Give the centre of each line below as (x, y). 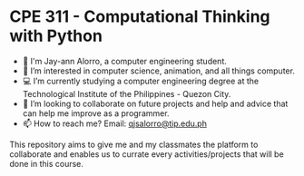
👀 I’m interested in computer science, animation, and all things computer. (158, 71)
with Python (56, 36)
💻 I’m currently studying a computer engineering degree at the (141, 81)
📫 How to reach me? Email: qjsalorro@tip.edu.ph (114, 123)
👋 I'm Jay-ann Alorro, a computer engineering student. (124, 61)
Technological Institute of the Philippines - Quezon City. (127, 93)
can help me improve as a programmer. (96, 113)
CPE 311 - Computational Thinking (140, 17)
